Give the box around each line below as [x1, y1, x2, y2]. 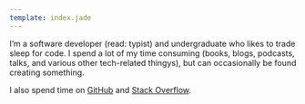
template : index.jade [9, 13, 92, 23]
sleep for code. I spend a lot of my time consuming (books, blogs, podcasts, [9, 47, 295, 59]
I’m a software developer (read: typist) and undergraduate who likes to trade [9, 38, 296, 49]
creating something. [9, 67, 85, 78]
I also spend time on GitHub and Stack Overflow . [9, 84, 192, 95]
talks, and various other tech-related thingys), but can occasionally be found [9, 57, 297, 68]
